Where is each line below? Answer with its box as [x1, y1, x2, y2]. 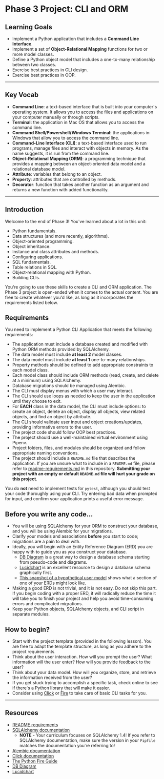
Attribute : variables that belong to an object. [12, 171, 102, 177]
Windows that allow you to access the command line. [12, 135, 120, 141]
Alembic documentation [12, 748, 61, 754]
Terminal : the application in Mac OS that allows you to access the [12, 119, 144, 125]
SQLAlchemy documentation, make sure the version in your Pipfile [19, 737, 156, 743]
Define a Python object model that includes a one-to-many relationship [12, 57, 155, 62]
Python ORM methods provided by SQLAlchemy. [12, 347, 110, 352]
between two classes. [12, 62, 56, 67]
